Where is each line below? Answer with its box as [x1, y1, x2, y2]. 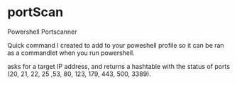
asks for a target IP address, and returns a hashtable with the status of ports [7, 62, 231, 70]
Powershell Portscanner [7, 27, 77, 36]
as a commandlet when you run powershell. [7, 48, 135, 57]
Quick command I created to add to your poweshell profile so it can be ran [7, 41, 225, 49]
